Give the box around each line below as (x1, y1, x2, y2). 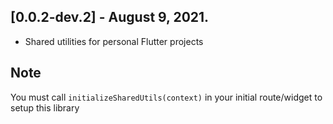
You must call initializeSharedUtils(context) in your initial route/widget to (10, 91, 323, 103)
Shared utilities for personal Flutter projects (24, 35, 204, 47)
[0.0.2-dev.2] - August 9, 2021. (10, 9, 210, 26)
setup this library (10, 101, 80, 114)
